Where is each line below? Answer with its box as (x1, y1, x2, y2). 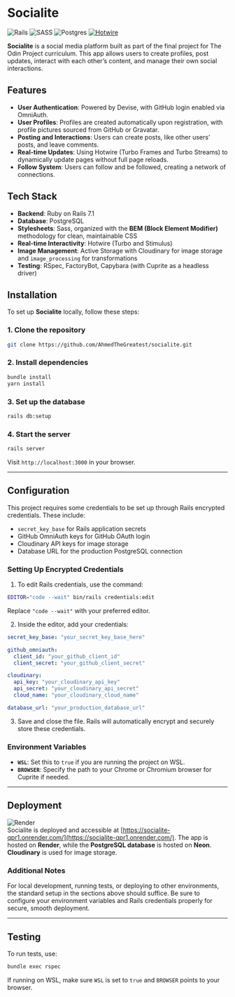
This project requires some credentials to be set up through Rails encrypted (7, 503, 225, 511)
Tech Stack (7, 191, 57, 203)
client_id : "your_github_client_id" (13, 653, 120, 660)
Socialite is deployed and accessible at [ (7, 826, 124, 834)
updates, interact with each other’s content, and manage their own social (7, 56, 218, 65)
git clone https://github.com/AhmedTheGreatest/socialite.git (7, 341, 192, 348)
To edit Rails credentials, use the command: (17, 580, 143, 589)
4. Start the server (7, 429, 71, 439)
